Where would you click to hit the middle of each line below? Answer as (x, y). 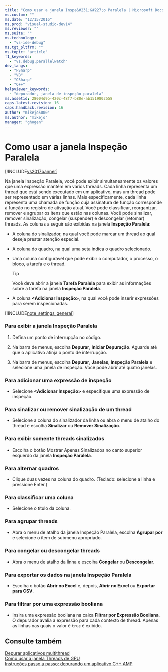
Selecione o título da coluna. (42, 508)
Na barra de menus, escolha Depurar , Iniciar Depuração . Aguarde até (85, 347)
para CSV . (23, 591)
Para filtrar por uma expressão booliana (54, 604)
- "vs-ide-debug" (28, 43)
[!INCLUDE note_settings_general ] (39, 313)
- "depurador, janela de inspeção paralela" (57, 94)
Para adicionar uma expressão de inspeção (58, 380)
